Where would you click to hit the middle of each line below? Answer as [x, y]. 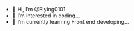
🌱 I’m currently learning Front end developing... [70, 22]
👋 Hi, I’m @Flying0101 [39, 9]
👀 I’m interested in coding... [46, 15]
